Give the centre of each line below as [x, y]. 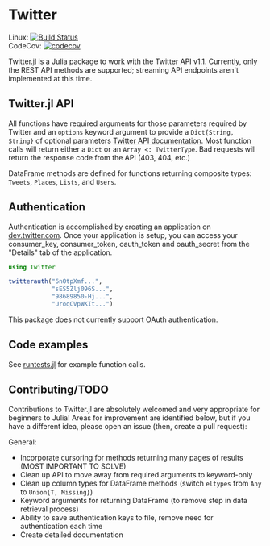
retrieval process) [49, 509]
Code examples [48, 345]
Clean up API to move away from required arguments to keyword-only [136, 474]
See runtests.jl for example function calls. [77, 364]
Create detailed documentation [71, 535]
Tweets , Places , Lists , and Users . [62, 181]
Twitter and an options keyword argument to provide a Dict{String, [121, 131]
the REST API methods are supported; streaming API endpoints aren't [124, 69]
